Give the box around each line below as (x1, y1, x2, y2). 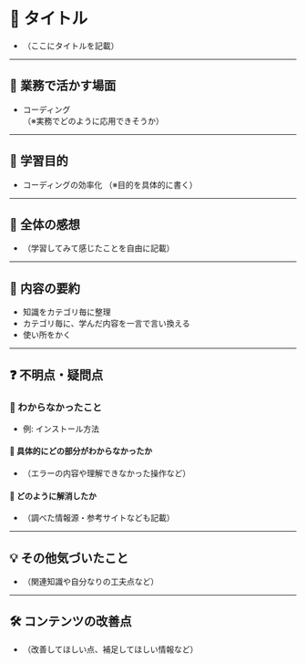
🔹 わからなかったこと (9, 400, 102, 413)
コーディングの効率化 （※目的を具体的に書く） (22, 179, 198, 190)
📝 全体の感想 (9, 216, 80, 233)
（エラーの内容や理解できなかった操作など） (22, 468, 191, 479)
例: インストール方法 (22, 423, 100, 434)
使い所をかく (22, 329, 71, 340)
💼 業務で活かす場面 (9, 78, 117, 94)
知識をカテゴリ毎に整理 (22, 306, 111, 317)
